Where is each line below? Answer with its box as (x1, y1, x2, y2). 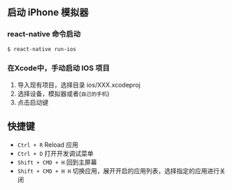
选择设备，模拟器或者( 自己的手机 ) (17, 89, 110, 98)
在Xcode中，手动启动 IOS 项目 (7, 64, 110, 73)
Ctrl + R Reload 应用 (17, 140, 79, 149)
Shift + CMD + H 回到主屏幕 (17, 158, 98, 166)
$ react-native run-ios (7, 45, 77, 52)
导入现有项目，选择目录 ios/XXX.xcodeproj (17, 80, 141, 89)
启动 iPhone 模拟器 (7, 6, 89, 19)
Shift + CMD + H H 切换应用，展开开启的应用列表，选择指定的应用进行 (17, 166, 220, 175)
